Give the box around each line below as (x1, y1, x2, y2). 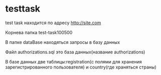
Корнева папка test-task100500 (5, 29, 73, 35)
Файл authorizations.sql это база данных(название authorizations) (5, 49, 145, 55)
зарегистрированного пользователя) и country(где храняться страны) (5, 64, 157, 70)
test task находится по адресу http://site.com (5, 20, 102, 26)
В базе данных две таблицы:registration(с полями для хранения (5, 58, 142, 64)
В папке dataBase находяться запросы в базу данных (5, 39, 120, 45)
